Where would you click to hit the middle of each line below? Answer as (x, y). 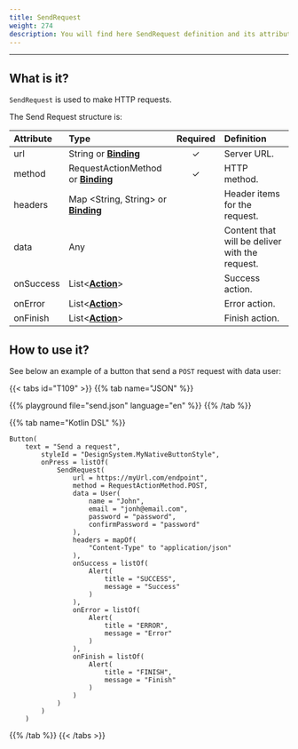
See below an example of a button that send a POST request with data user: (145, 371)
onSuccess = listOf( (110, 563)
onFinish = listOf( (108, 657)
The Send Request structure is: (66, 117)
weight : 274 (31, 26)
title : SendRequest (45, 17)
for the (238, 205)
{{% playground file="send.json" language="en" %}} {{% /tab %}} (130, 406)
